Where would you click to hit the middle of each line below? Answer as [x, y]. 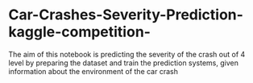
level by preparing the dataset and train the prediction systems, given [124, 63]
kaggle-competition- [80, 32]
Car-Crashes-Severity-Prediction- [126, 15]
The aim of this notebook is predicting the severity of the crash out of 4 [127, 54]
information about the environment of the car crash [93, 71]
